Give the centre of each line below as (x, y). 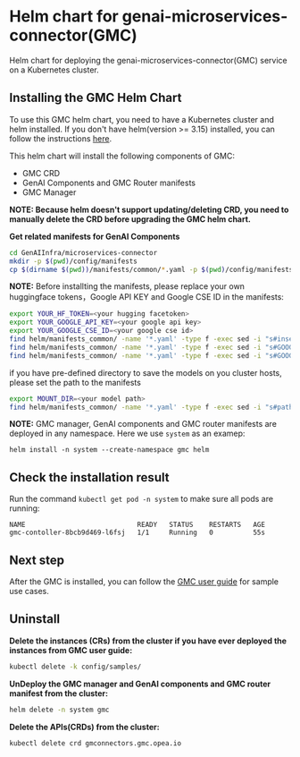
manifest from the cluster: (59, 693)
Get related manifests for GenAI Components (95, 236)
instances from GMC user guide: (71, 650)
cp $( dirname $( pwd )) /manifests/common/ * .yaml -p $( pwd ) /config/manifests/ (153, 269)
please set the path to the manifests (75, 382)
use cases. (29, 591)
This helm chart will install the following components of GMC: (122, 156)
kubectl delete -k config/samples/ (75, 667)
